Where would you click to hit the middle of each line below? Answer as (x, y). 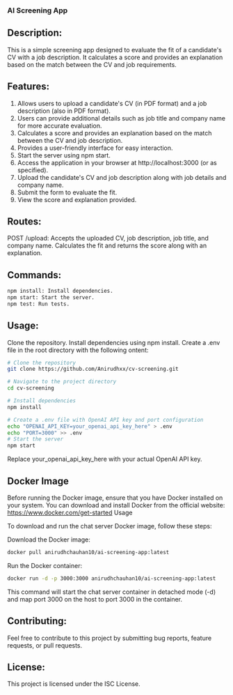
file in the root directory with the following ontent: (78, 350)
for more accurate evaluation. (59, 125)
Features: (29, 87)
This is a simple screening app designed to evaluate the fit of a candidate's (115, 49)
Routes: (24, 221)
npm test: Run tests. (39, 304)
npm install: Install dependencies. (60, 291)
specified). (33, 170)
